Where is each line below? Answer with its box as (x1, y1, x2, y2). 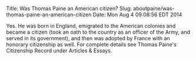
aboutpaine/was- (133, 5, 175, 12)
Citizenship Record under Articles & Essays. (6, 47, 112, 54)
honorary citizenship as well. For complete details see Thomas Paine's (6, 41, 177, 48)
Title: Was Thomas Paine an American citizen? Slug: (6, 5, 132, 12)
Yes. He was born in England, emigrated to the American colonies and (6, 23, 176, 29)
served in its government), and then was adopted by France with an (6, 35, 170, 41)
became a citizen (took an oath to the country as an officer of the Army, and (6, 29, 190, 36)
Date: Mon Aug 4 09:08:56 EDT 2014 (92, 11, 182, 18)
